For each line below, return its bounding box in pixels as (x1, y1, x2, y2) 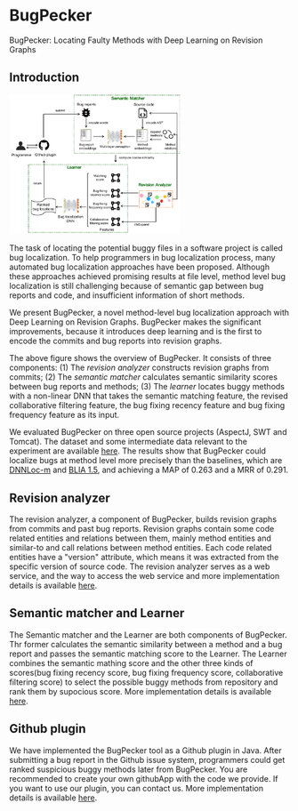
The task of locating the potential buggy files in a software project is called (9, 243, 283, 253)
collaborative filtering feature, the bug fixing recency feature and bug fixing (9, 400, 286, 411)
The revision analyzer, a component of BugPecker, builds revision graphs (9, 513, 278, 525)
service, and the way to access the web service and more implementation (9, 570, 280, 581)
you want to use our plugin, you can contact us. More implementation (9, 783, 264, 793)
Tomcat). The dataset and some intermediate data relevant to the (9, 437, 247, 447)
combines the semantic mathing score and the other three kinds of (9, 657, 254, 668)
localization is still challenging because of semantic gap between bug (9, 281, 264, 292)
